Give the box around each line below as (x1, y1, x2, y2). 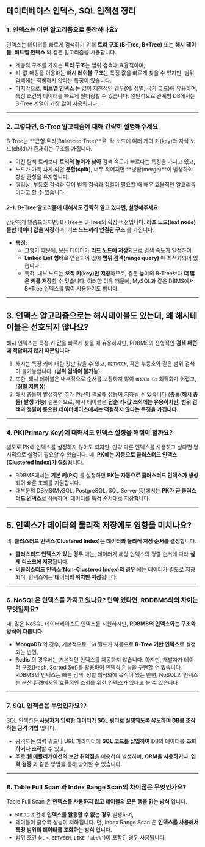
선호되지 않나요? (30, 322, 88, 332)
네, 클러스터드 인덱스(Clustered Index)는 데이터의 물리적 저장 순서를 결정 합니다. (6, 537, 196, 545)
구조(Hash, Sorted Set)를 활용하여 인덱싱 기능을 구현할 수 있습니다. (21, 663, 182, 671)
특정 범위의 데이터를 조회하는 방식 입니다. (15, 826, 112, 834)
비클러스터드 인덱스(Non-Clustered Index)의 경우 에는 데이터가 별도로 (15, 565, 184, 573)
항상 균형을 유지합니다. (15, 173, 70, 181)
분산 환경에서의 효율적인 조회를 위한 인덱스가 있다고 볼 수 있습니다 (21, 679, 178, 687)
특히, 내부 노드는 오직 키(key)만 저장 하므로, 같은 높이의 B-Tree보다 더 (24, 270, 189, 277)
